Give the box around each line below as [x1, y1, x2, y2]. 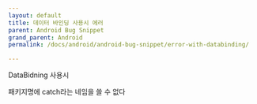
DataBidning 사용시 [8, 70, 70, 80]
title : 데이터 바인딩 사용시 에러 [8, 19, 104, 27]
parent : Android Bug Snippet [8, 26, 104, 34]
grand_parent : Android [8, 33, 83, 42]
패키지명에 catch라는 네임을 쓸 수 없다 [8, 87, 126, 97]
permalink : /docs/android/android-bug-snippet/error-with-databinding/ [8, 41, 249, 49]
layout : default [8, 11, 62, 20]
